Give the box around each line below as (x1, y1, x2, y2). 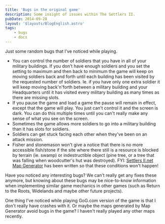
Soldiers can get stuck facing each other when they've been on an (12, 131, 148, 137)
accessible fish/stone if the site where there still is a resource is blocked (12, 147, 159, 153)
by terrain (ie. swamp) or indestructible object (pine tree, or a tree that (12, 152, 155, 158)
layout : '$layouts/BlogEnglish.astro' (5, 21, 85, 26)
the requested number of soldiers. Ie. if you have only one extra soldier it (12, 78, 160, 84)
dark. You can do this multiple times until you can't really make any (12, 110, 148, 116)
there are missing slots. (12, 94, 60, 100)
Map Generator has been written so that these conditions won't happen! (12, 162, 159, 168)
